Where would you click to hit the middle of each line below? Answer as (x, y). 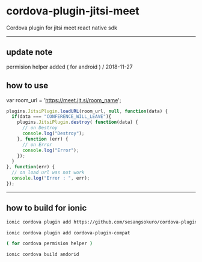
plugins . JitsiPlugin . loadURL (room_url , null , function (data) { (87, 111)
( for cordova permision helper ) (50, 244)
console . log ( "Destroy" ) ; (53, 133)
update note (29, 52)
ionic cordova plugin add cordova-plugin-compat (68, 233)
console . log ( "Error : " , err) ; (51, 178)
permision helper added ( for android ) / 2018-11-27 (70, 67)
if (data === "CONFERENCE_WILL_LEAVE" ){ (62, 117)
